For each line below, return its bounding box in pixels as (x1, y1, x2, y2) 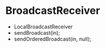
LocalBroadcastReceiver (13, 23, 73, 30)
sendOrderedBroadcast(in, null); (13, 35, 91, 42)
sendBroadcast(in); (13, 29, 61, 36)
